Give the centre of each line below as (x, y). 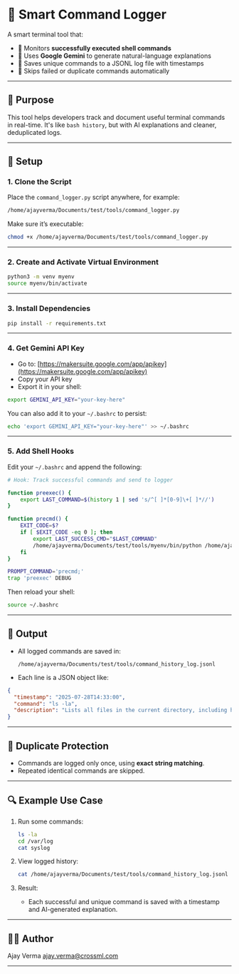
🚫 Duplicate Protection (58, 746)
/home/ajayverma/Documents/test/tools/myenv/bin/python (117, 545)
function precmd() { (38, 519)
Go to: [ (29, 364)
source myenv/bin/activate (47, 284)
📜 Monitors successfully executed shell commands (95, 48)
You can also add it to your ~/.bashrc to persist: (77, 413)
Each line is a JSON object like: (63, 677)
